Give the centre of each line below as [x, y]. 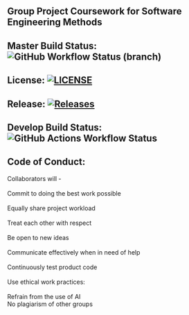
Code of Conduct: [46, 162]
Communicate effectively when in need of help [74, 252]
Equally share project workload [51, 208]
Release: [26, 104]
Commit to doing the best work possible [64, 193]
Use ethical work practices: [46, 282]
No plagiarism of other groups [50, 304]
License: [26, 80]
